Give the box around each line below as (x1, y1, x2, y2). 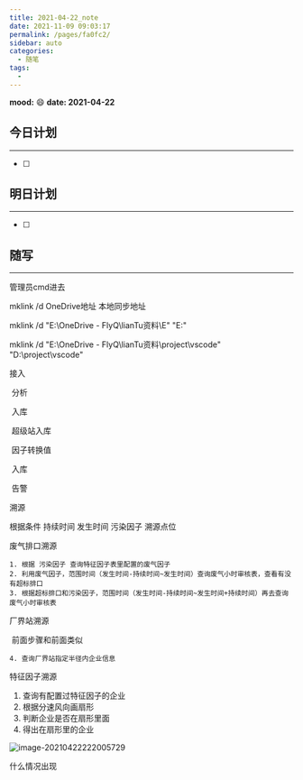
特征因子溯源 (9, 671, 57, 682)
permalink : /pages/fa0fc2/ (9, 30, 111, 39)
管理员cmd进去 (9, 281, 66, 293)
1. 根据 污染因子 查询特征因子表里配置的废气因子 (9, 560, 171, 569)
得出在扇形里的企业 (22, 724, 95, 735)
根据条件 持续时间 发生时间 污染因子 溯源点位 (9, 521, 177, 532)
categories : (9, 47, 54, 56)
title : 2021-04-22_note (9, 13, 99, 23)
